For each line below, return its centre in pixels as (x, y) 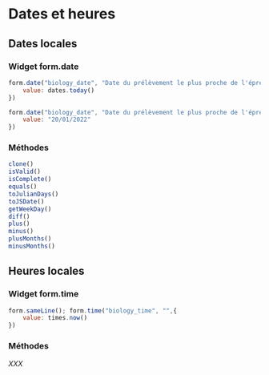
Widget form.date (44, 67)
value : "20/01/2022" (57, 120)
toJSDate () (26, 201)
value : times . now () (55, 318)
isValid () (25, 172)
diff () (19, 216)
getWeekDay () (30, 209)
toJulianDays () (34, 194)
